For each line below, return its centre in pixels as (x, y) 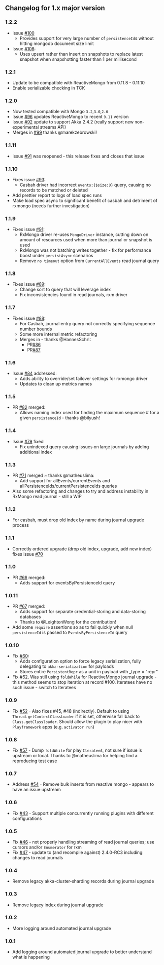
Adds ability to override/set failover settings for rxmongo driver (83, 379)
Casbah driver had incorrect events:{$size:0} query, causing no (85, 185)
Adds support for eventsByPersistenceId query (67, 582)
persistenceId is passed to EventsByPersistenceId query (70, 633)
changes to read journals (37, 857)
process (20, 525)
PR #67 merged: (29, 606)
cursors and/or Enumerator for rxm (47, 847)
